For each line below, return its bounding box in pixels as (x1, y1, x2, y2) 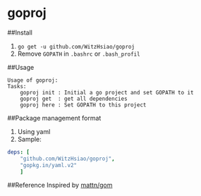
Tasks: (7, 82, 27, 90)
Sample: (17, 135, 42, 143)
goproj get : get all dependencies (20, 95, 128, 102)
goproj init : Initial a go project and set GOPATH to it (20, 89, 194, 96)
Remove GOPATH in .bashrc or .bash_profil (17, 49, 140, 58)
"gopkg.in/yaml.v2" (20, 161, 78, 169)
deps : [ (7, 148, 30, 156)
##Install (7, 28, 33, 37)
